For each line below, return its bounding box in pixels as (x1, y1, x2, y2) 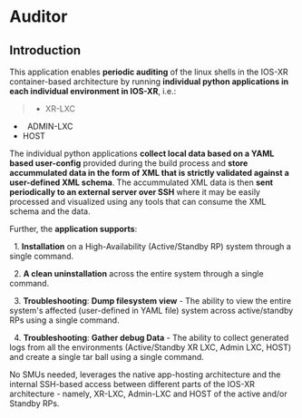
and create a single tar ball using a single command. (9, 352, 204, 362)
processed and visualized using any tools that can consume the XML (9, 197, 267, 207)
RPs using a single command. (9, 315, 120, 326)
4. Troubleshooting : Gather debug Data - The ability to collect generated (13, 333, 289, 343)
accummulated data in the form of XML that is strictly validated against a (9, 168, 290, 178)
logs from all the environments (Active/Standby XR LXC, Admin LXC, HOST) (9, 342, 292, 353)
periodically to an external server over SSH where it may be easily (9, 187, 261, 197)
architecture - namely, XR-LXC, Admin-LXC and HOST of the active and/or (9, 388, 287, 399)
